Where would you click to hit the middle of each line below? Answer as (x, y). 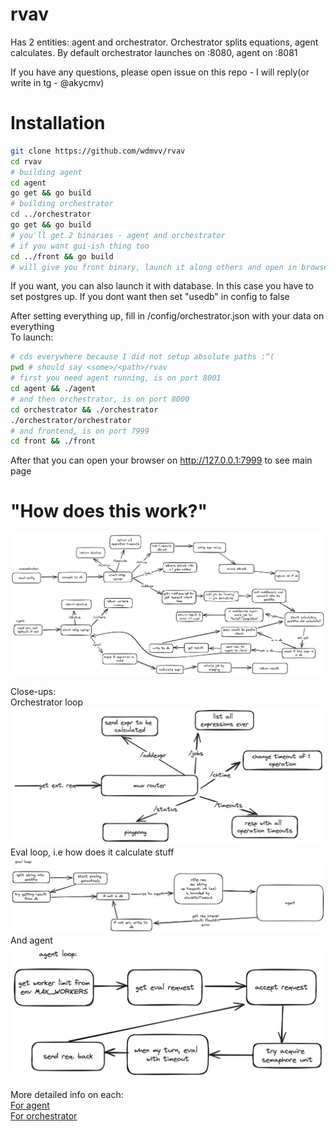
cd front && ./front (53, 441)
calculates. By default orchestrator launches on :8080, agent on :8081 (154, 52)
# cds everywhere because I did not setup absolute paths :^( (142, 357)
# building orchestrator (62, 204)
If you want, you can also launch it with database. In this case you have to (162, 286)
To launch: (32, 337)
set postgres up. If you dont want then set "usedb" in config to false (150, 297)
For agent (30, 1105)
